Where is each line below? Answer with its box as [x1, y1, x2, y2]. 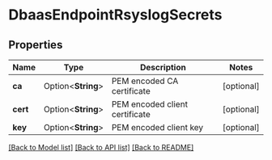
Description [140, 62, 186, 73]
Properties [8, 38, 63, 52]
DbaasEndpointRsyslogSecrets [8, 6, 223, 24]
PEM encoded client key [111, 122, 204, 133]
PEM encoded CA [111, 75, 179, 86]
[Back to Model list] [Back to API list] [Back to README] [8, 143, 194, 152]
